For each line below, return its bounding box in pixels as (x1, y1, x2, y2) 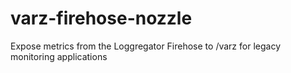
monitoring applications (10, 50, 108, 62)
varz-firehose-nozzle (10, 7, 193, 30)
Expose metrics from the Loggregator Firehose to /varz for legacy (10, 40, 281, 52)
